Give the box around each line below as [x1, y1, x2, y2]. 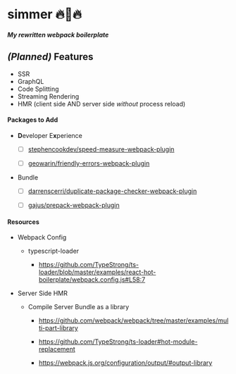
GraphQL [17, 77, 44, 85]
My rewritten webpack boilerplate [7, 30, 109, 39]
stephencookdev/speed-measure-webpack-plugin [27, 144, 175, 154]
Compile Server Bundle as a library [27, 303, 130, 311]
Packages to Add [7, 116, 58, 124]
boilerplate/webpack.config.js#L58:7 [38, 275, 146, 284]
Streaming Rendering [17, 92, 80, 101]
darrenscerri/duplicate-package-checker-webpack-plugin [27, 187, 197, 195]
